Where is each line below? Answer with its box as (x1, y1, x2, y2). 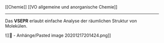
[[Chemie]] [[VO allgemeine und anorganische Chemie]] (5, 4, 118, 10)
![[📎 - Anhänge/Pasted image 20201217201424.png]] (5, 32, 111, 38)
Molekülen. (5, 23, 28, 29)
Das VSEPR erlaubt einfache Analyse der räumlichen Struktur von (5, 18, 137, 24)
